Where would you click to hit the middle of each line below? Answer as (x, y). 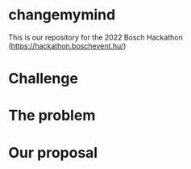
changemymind (62, 15)
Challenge (44, 79)
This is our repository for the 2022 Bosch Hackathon (95, 37)
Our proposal (53, 152)
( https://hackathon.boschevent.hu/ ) (67, 45)
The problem (52, 116)
